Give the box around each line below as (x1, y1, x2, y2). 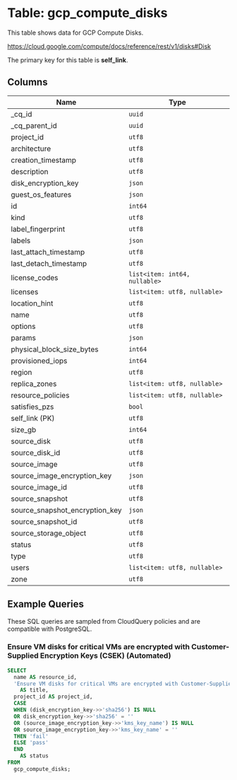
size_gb (11, 424, 37, 434)
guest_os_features (11, 190, 72, 199)
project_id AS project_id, (13, 693, 93, 701)
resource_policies (11, 390, 70, 400)
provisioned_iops (11, 356, 68, 366)
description (11, 166, 49, 176)
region (11, 367, 32, 377)
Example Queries (7, 598, 85, 610)
